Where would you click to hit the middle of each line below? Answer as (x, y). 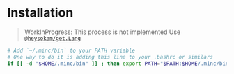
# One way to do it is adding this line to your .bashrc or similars (110, 57)
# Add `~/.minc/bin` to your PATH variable (71, 50)
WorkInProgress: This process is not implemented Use (102, 32)
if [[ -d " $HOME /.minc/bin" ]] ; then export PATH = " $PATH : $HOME (102, 64)
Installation (40, 13)
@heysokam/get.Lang (53, 38)
